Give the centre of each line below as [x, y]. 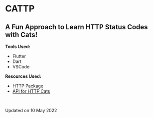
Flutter [19, 56]
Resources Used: [23, 76]
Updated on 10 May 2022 [31, 110]
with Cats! [21, 34]
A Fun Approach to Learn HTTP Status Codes [76, 27]
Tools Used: [18, 47]
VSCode [21, 67]
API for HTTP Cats [31, 91]
